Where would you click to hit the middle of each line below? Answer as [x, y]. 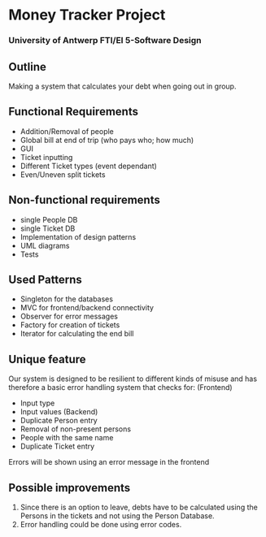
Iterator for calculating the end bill [77, 334]
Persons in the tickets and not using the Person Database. [117, 515]
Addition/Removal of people [67, 131]
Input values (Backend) [59, 412]
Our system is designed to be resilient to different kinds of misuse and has [133, 379]
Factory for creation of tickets [70, 325]
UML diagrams [45, 245]
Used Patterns [46, 279]
